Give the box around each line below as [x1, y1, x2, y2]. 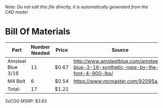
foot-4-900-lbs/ [73, 70, 114, 77]
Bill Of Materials [5, 26, 70, 37]
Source [111, 46, 129, 53]
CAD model [5, 9, 28, 15]
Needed [31, 49, 50, 56]
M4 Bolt [7, 77, 26, 84]
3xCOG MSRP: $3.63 [5, 98, 47, 104]
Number [31, 44, 50, 50]
